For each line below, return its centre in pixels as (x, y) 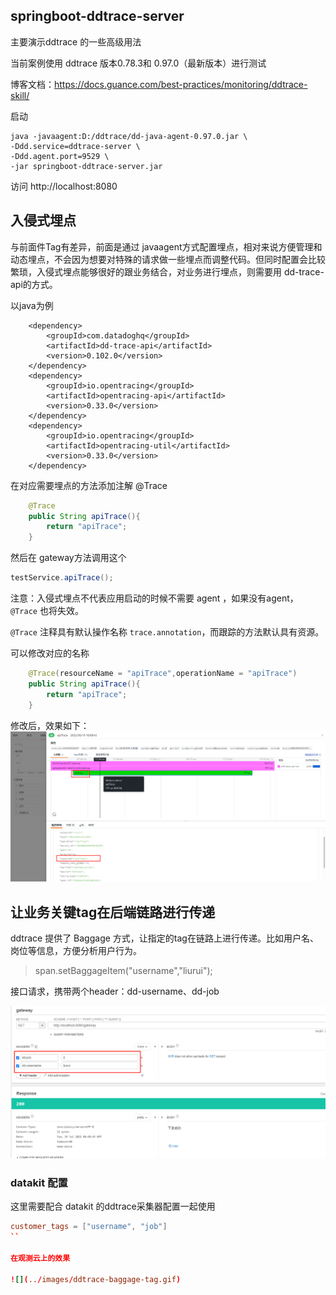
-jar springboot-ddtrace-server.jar (86, 166)
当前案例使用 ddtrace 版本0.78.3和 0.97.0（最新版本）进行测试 (138, 63)
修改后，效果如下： (50, 725)
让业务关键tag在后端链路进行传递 (113, 912)
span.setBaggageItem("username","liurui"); (123, 971)
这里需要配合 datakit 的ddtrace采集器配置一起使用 (113, 1206)
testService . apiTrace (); (62, 578)
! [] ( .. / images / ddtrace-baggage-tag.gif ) (96, 1279)
